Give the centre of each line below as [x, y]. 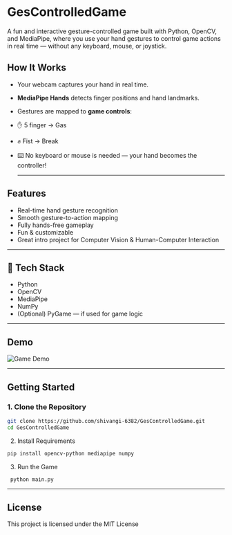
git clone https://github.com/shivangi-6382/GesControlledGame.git [106, 421]
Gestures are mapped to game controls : [75, 111]
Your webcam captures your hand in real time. [83, 84]
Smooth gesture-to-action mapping [68, 217]
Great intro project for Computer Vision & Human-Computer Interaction [118, 239]
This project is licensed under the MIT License [73, 524]
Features [27, 193]
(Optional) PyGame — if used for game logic [80, 314]
